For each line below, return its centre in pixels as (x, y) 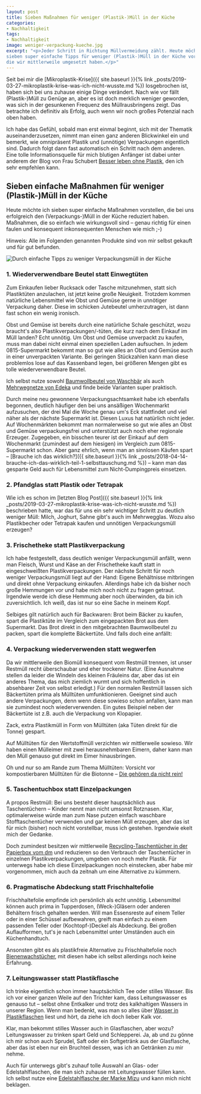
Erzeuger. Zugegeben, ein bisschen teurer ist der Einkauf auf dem (87, 437)
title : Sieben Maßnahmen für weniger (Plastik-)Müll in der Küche (91, 17)
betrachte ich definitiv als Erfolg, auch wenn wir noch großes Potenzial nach (100, 111)
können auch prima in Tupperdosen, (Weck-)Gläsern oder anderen (88, 907)
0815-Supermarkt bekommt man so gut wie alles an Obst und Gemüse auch (100, 350)
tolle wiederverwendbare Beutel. (46, 369)
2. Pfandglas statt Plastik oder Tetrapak (65, 485)
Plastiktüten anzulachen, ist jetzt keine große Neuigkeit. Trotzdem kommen (98, 294)
